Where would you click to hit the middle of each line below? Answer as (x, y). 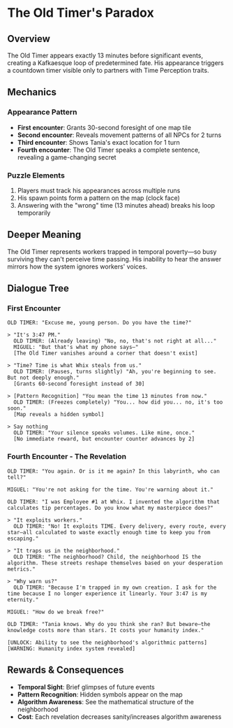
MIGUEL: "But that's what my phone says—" (76, 348)
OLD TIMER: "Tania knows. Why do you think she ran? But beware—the (109, 624)
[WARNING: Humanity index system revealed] (72, 648)
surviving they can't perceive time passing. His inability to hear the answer (114, 259)
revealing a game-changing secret (67, 157)
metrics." (22, 569)
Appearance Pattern (42, 112)
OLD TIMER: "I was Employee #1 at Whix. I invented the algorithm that (113, 501)
